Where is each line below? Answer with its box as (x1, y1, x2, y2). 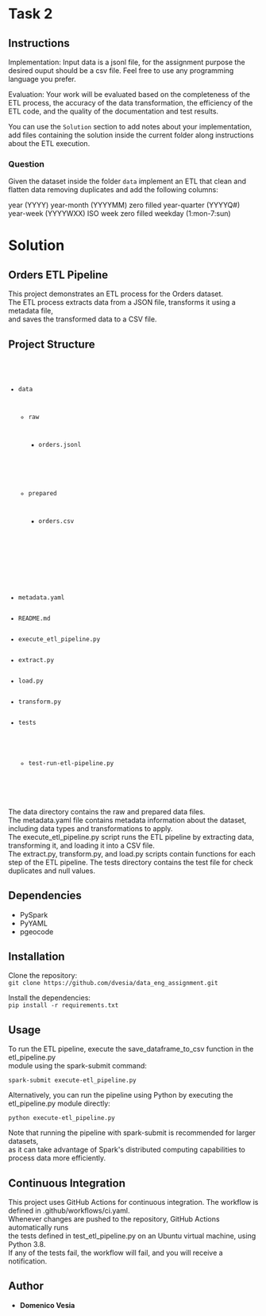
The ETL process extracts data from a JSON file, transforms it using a (8, 298, 236, 307)
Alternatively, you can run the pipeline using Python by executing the (8, 1091, 233, 1100)
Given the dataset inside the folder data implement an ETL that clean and (8, 176, 246, 187)
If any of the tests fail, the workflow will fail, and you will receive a (8, 1248, 224, 1258)
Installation (8, 949, 65, 963)
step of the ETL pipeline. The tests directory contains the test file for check (8, 857, 253, 867)
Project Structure (8, 337, 95, 351)
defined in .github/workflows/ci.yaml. (8, 1206, 130, 1215)
